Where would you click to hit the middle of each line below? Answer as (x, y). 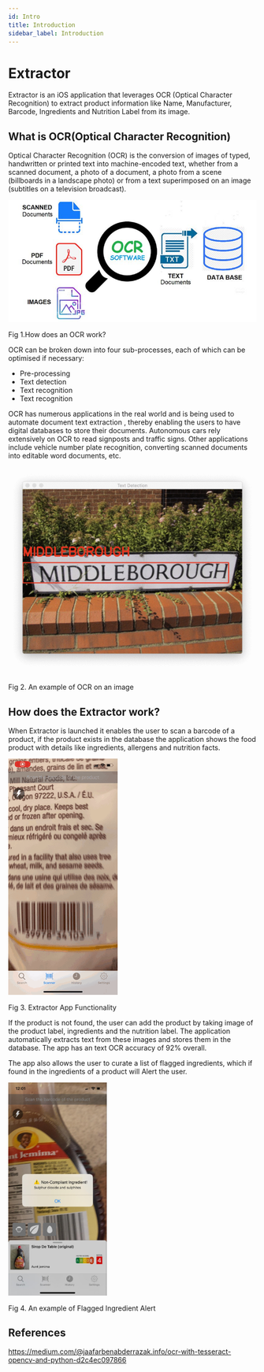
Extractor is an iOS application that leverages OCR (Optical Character (120, 95)
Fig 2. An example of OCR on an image (71, 687)
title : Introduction (42, 25)
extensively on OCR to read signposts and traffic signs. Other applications (128, 439)
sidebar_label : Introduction (56, 33)
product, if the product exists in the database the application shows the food (132, 740)
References (37, 1332)
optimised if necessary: (46, 358)
